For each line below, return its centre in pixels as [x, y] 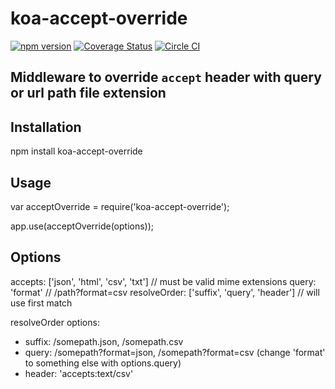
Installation [46, 127]
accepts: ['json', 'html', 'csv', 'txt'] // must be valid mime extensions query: [163, 281]
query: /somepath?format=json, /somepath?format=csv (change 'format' [175, 352]
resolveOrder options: [55, 322]
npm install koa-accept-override [76, 151]
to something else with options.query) [103, 363]
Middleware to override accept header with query [166, 77]
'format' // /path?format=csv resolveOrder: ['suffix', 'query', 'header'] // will [165, 292]
